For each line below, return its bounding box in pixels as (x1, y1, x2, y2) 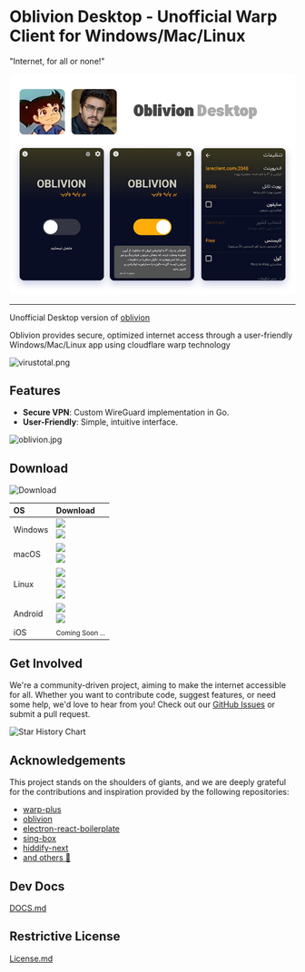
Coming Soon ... (55, 629, 106, 638)
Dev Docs (9, 879, 65, 894)
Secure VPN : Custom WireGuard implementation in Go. (22, 407, 230, 418)
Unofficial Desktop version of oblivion (9, 311, 151, 323)
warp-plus (22, 804, 62, 815)
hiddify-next (22, 842, 69, 854)
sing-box (22, 833, 57, 844)
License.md (9, 953, 54, 964)
